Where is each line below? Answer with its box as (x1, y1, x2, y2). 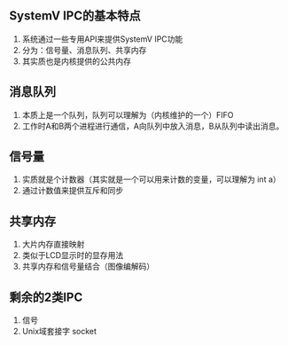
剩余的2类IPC (9, 289, 83, 304)
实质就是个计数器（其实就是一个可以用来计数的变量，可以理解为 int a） (21, 174, 281, 184)
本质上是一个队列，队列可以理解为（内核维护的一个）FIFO (21, 109, 234, 120)
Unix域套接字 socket (21, 326, 97, 337)
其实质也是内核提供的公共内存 (21, 56, 131, 67)
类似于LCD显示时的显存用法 (21, 250, 124, 261)
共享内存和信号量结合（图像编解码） (21, 261, 155, 272)
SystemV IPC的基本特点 (9, 8, 141, 24)
